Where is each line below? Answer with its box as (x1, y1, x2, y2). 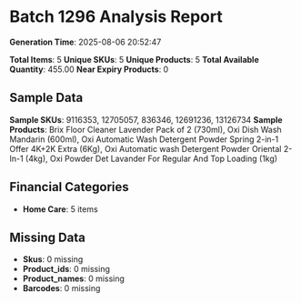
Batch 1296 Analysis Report (9, 6, 223, 27)
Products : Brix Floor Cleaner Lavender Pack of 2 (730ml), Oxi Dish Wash (9, 124, 282, 135)
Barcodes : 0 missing (22, 283, 101, 294)
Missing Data (9, 229, 86, 245)
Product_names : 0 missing (22, 273, 125, 284)
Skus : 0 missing (22, 254, 84, 265)
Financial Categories (9, 179, 129, 195)
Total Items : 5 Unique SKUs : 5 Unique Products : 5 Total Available (9, 54, 259, 65)
